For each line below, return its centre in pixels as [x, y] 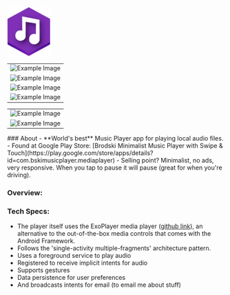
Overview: [25, 193]
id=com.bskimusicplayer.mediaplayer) [61, 161]
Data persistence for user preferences [71, 278]
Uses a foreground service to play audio [74, 256]
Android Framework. [46, 241]
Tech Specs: [29, 212]
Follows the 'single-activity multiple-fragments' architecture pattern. [114, 248]
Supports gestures [43, 270]
